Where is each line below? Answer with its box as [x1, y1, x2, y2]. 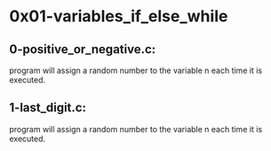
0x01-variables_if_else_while [9, 6, 228, 27]
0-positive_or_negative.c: [9, 42, 156, 57]
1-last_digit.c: [9, 100, 87, 115]
